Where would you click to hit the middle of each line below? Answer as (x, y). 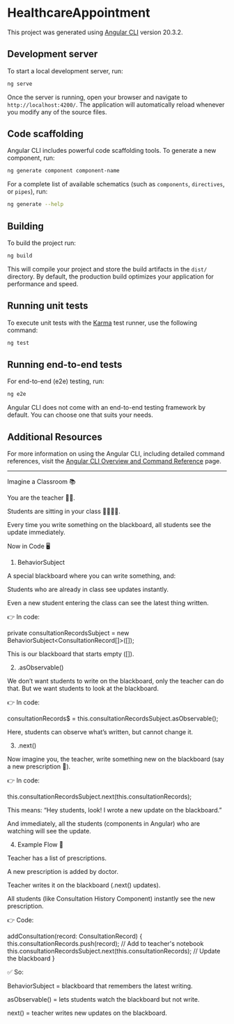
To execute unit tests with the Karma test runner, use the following (102, 322)
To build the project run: (42, 243)
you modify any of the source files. (57, 112)
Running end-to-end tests (65, 364)
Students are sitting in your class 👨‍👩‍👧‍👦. (64, 512)
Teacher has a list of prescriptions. (57, 858)
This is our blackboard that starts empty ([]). (71, 654)
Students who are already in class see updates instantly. (88, 589)
